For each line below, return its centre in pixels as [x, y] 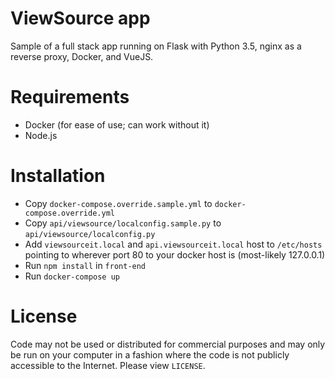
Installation [58, 176]
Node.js [41, 135]
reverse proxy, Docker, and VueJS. [82, 56]
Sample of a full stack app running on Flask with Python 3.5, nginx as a [156, 46]
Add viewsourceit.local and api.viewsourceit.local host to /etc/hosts [173, 244]
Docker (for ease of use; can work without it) [117, 124]
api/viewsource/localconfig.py [90, 234]
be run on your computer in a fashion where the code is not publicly [150, 354]
